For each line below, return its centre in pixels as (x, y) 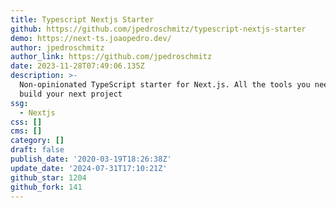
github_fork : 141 (46, 187)
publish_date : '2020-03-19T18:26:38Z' (91, 159)
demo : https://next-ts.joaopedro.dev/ (91, 38)
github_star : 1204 (48, 177)
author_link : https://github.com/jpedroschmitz (111, 57)
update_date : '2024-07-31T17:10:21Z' (89, 168)
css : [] (26, 122)
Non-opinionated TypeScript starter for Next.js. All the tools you (165, 85)
